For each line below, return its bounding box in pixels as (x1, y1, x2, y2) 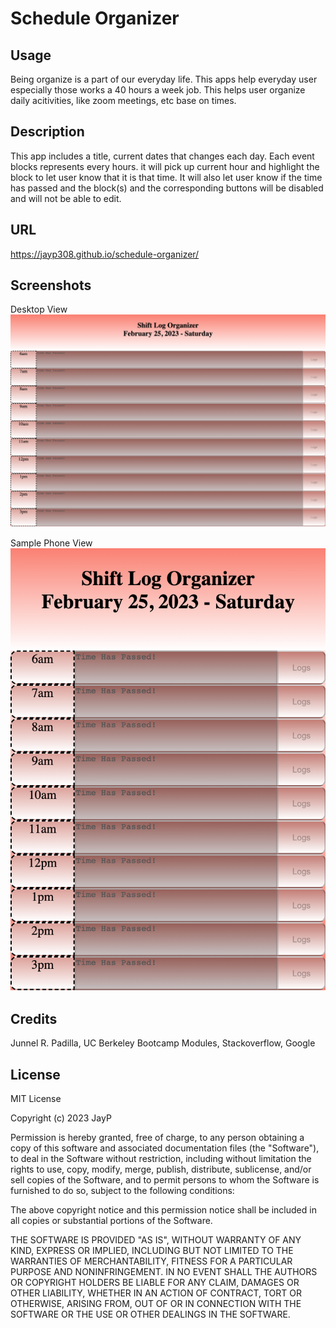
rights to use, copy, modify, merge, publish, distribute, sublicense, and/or (10, 1163, 312, 1176)
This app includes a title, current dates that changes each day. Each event (10, 150, 315, 162)
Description (10, 123, 85, 141)
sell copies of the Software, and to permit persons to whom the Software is (10, 1174, 320, 1186)
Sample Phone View (10, 537, 93, 549)
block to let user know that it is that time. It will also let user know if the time (10, 171, 323, 183)
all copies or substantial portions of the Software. (10, 1215, 213, 1227)
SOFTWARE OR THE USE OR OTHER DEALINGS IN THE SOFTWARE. (10, 1308, 291, 1321)
